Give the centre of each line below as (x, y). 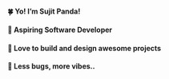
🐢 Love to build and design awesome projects (84, 48)
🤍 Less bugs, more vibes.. (51, 66)
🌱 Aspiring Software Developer (60, 30)
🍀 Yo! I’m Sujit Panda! (44, 11)
